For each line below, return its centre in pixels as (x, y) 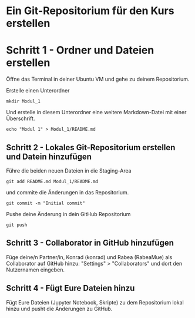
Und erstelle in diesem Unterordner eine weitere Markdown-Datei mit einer (96, 112)
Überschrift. (21, 118)
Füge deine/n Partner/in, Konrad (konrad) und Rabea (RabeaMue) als (89, 257)
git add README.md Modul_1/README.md (52, 181)
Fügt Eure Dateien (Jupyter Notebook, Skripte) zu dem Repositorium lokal (95, 302)
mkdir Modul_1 (23, 101)
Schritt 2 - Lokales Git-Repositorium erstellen (91, 148)
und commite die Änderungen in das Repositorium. (68, 192)
